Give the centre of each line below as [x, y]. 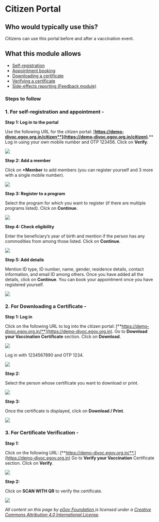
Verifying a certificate [34, 81]
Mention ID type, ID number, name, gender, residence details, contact [74, 269]
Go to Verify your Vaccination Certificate [113, 458]
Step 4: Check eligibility [30, 227]
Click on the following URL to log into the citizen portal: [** [64, 326]
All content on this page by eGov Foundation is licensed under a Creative [78, 509]
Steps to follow [23, 99]
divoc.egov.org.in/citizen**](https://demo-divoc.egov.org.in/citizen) [76, 137]
